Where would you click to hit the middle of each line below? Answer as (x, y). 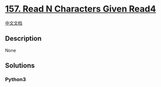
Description (23, 39)
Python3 (15, 80)
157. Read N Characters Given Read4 (80, 9)
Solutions (20, 66)
